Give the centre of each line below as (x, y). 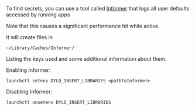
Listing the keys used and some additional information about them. (86, 59)
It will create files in (29, 37)
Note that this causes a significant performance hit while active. (83, 26)
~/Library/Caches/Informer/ (40, 48)
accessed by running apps (38, 15)
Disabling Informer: (29, 92)
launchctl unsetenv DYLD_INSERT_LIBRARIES (59, 102)
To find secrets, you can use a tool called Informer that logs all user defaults (98, 8)
